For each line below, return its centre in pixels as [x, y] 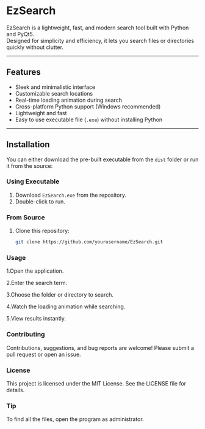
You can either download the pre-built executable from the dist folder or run [103, 159]
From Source [26, 217]
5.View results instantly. [36, 319]
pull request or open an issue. [44, 354]
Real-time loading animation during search [68, 100]
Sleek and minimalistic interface [55, 87]
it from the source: [30, 165]
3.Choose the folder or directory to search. [60, 295]
